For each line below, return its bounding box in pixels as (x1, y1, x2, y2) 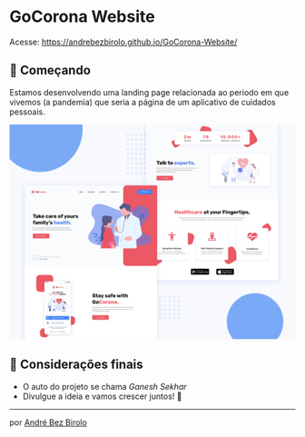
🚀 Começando (9, 63, 91, 78)
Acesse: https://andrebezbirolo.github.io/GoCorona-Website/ (9, 36, 238, 47)
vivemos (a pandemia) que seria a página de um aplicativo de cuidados (9, 96, 276, 107)
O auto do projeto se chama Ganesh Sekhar (22, 381, 188, 392)
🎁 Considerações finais (9, 357, 143, 372)
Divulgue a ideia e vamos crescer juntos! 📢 (22, 391, 182, 402)
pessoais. (9, 106, 45, 117)
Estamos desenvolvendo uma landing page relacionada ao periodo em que (9, 86, 290, 97)
